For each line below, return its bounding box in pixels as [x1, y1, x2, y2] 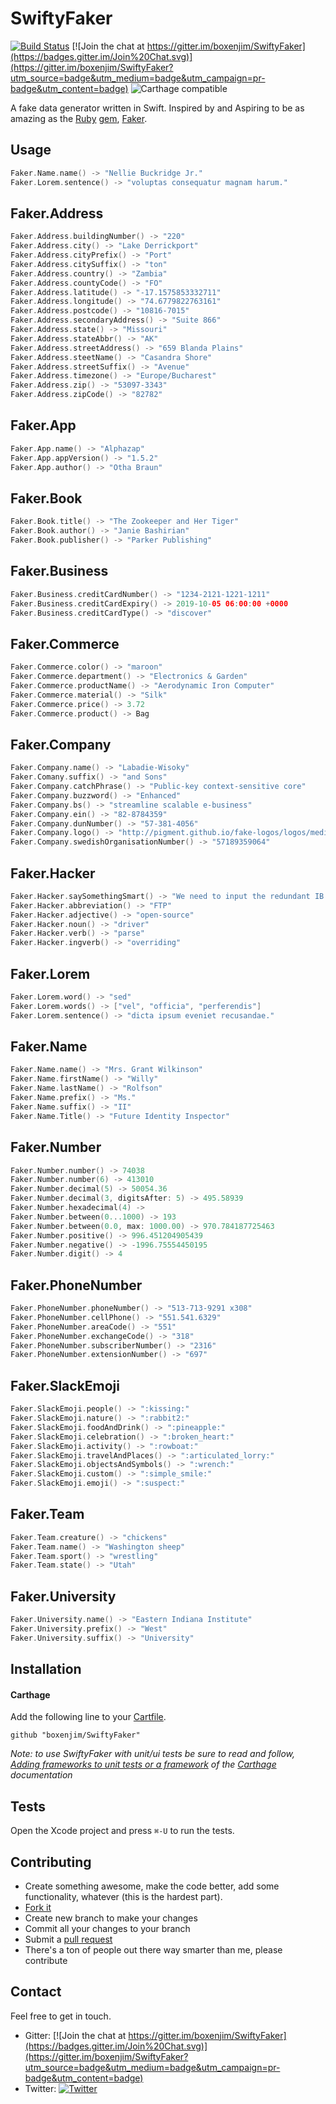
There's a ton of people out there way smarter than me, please [24, 1943, 283, 1956]
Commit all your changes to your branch [24, 1922, 191, 1934]
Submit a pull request [24, 1933, 113, 1945]
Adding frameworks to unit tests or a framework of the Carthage [10, 1758, 277, 1771]
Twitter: [24, 2082, 57, 2094]
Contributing [10, 1853, 92, 1871]
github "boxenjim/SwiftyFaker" [10, 1730, 141, 1741]
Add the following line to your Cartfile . [10, 1711, 167, 1723]
